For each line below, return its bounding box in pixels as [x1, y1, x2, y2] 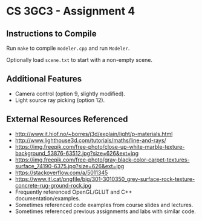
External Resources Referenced [6, 114, 128, 124]
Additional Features [6, 74, 82, 84]
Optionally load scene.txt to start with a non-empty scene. [6, 56, 153, 63]
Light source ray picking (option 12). [15, 96, 105, 104]
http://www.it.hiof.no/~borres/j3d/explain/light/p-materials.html [15, 130, 173, 137]
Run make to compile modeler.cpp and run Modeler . [6, 44, 130, 52]
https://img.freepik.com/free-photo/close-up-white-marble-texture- [15, 143, 185, 150]
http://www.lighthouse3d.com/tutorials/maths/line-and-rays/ [15, 137, 166, 144]
